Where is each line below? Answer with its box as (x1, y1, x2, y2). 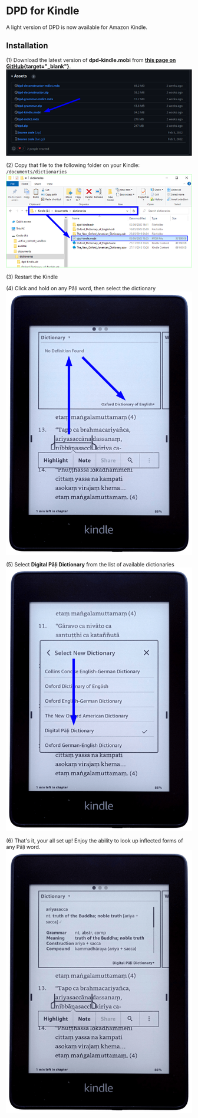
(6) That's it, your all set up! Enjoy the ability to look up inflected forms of (6, 837, 183, 844)
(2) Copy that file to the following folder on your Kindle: (6, 161, 140, 169)
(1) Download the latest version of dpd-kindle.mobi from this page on (6, 56, 176, 63)
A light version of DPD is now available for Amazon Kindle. (6, 24, 148, 31)
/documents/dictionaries (6, 169, 67, 175)
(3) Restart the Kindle (6, 273, 58, 280)
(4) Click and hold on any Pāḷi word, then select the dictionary (6, 284, 156, 291)
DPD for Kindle (6, 4, 80, 18)
